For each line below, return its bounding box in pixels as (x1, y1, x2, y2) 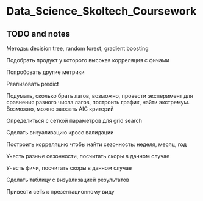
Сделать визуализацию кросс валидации (6, 129, 114, 136)
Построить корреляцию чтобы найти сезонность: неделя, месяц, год (6, 141, 187, 148)
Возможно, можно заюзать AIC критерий (6, 105, 114, 112)
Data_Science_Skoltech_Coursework (6, 4, 197, 18)
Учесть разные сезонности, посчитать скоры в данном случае (6, 153, 170, 159)
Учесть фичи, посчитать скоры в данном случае (6, 164, 132, 172)
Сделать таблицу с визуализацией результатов (6, 176, 129, 183)
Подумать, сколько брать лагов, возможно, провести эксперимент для (6, 92, 193, 99)
